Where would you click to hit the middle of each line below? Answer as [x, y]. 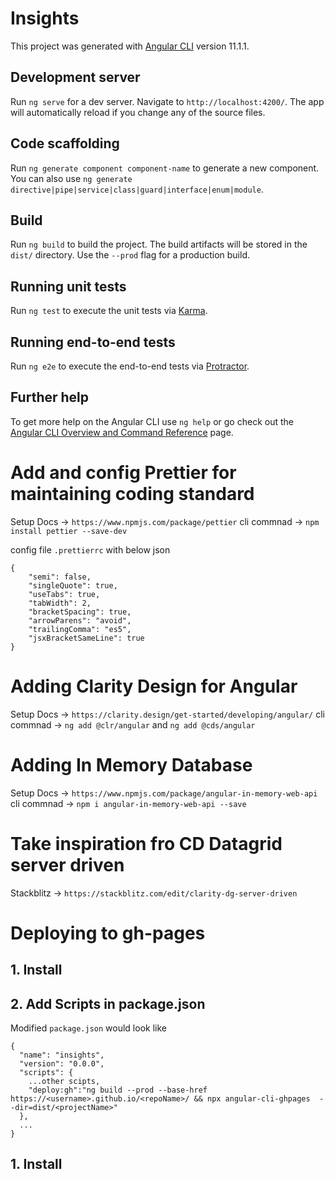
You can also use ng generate [71, 178]
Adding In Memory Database [131, 764]
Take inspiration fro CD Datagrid [146, 843]
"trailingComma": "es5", [80, 629]
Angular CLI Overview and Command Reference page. [122, 432]
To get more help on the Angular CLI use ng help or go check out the [152, 421]
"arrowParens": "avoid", [80, 620]
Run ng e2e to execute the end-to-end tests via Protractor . [130, 366]
